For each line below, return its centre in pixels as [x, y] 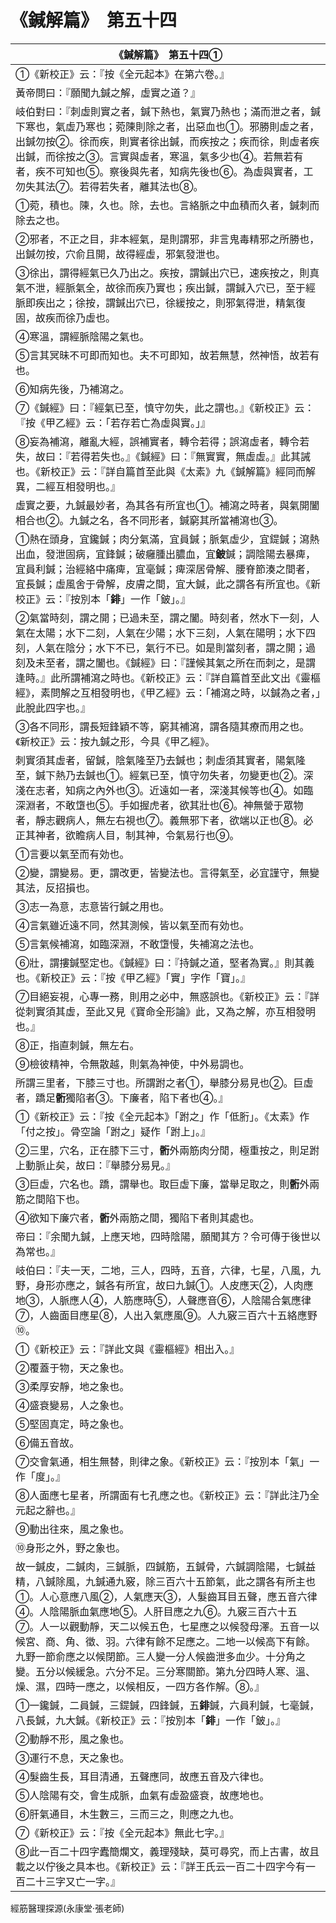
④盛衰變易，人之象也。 [72, 1405]
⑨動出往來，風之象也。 [72, 1529]
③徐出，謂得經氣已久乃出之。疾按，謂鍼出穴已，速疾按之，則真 [167, 273]
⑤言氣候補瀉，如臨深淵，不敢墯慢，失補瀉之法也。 [137, 944]
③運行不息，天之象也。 [72, 1758]
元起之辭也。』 [48, 1510]
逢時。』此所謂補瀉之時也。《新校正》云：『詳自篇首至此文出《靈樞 [168, 678]
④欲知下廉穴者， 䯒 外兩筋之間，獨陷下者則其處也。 [137, 1218]
